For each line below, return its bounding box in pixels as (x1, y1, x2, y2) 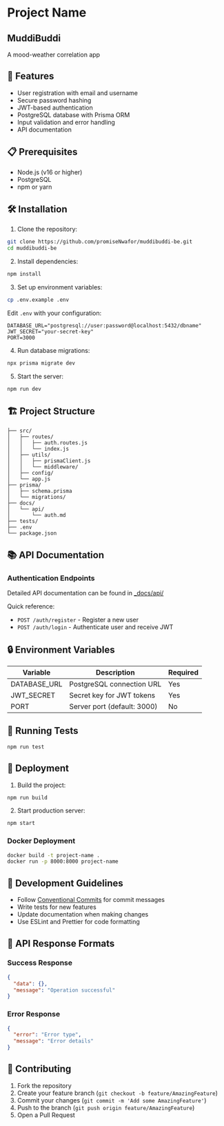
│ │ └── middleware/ (7, 463, 79, 470)
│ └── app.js (7, 475, 51, 482)
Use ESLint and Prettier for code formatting (17, 918, 140, 926)
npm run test (7, 743, 45, 750)
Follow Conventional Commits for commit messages (17, 896, 165, 904)
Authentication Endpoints (7, 573, 95, 583)
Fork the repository (17, 1081, 72, 1089)
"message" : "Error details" (13, 1038, 94, 1045)
